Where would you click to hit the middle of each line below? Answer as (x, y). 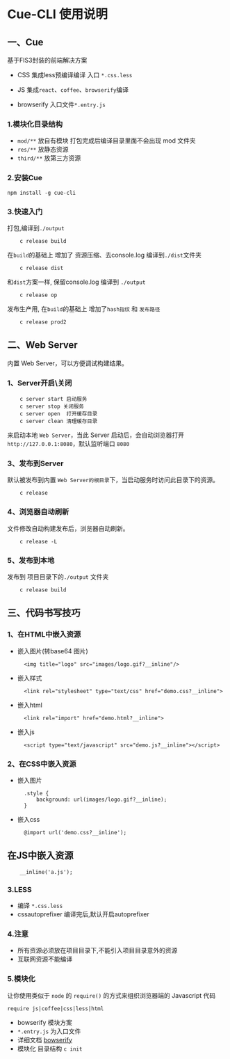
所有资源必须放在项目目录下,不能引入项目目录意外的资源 (97, 950)
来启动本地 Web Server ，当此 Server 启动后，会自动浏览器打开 (96, 435)
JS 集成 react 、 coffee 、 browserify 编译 (73, 90)
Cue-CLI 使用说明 (57, 14)
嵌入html (30, 705)
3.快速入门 (25, 212)
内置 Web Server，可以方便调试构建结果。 (68, 363)
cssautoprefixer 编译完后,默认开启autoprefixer (83, 914)
